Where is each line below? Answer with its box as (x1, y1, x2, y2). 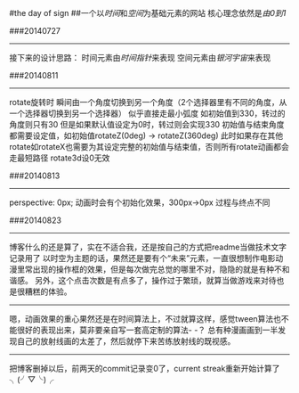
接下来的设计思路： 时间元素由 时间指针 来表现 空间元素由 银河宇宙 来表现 (9, 53, 271, 62)
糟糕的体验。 (24, 286, 72, 297)
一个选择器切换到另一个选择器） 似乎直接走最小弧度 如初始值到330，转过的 (9, 108, 286, 119)
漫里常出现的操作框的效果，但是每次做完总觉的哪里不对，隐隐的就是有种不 (9, 264, 282, 274)
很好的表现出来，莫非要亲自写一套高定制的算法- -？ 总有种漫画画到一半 (16, 324, 279, 335)
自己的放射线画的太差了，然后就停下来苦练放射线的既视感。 (16, 336, 236, 346)
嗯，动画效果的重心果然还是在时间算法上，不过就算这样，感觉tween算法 (9, 314, 274, 323)
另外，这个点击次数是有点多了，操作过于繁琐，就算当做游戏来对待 (34, 275, 277, 285)
